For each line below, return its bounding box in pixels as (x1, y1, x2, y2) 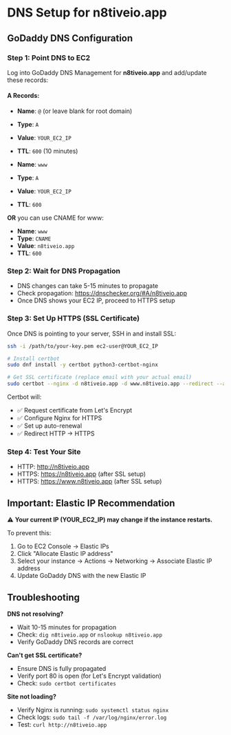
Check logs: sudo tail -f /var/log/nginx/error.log (16, 713, 167, 721)
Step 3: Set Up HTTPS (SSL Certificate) (7, 313, 140, 323)
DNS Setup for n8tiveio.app (7, 5, 167, 21)
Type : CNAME (16, 234, 52, 242)
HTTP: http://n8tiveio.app (16, 463, 89, 471)
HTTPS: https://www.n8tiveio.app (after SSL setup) (16, 477, 162, 486)
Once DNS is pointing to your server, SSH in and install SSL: (7, 329, 177, 338)
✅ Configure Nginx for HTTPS (16, 414, 102, 422)
